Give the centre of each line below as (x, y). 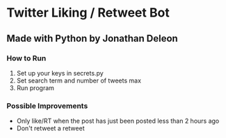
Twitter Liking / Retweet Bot (88, 13)
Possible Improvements (47, 105)
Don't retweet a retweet (50, 128)
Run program (35, 87)
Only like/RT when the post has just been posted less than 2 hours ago (118, 121)
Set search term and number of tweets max (79, 80)
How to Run (26, 58)
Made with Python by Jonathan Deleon (92, 38)
